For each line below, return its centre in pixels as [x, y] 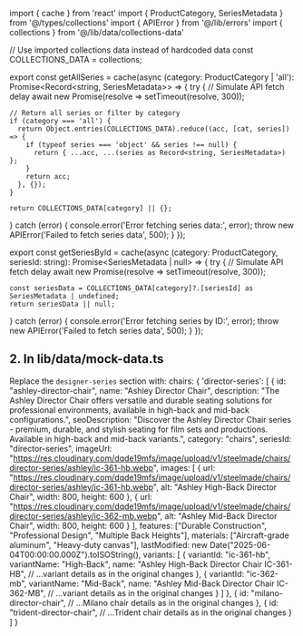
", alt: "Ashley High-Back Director [215, 487]
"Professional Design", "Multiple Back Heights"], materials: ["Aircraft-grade [149, 535]
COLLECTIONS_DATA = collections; [76, 59]
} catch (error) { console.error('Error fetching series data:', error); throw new [152, 225]
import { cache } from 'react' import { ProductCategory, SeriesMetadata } [147, 13]
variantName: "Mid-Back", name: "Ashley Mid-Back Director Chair [151, 583]
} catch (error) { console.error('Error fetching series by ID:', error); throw [144, 321]
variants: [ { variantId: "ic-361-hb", [206, 554]
